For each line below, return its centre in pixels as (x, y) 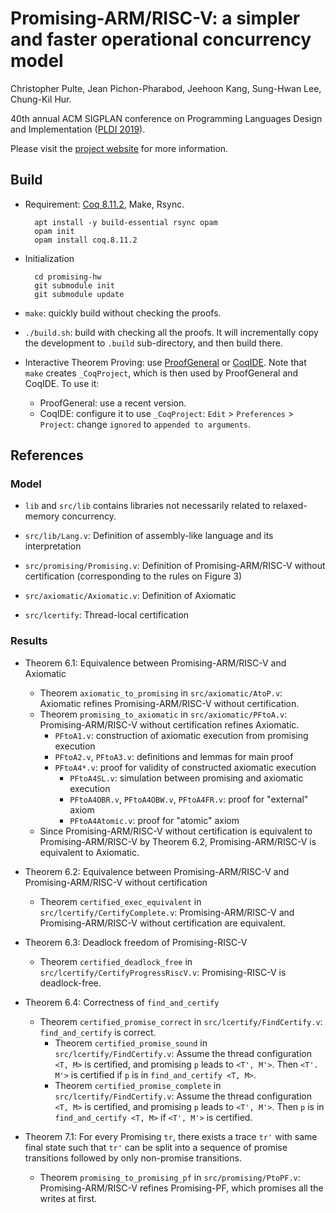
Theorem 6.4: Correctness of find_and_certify (122, 1002)
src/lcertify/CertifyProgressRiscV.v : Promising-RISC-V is (163, 972)
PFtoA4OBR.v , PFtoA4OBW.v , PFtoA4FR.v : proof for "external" (189, 799)
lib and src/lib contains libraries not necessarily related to (147, 506)
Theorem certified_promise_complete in (138, 1085)
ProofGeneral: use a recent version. (113, 403)
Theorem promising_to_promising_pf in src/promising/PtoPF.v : (170, 1177)
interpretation (53, 546)
